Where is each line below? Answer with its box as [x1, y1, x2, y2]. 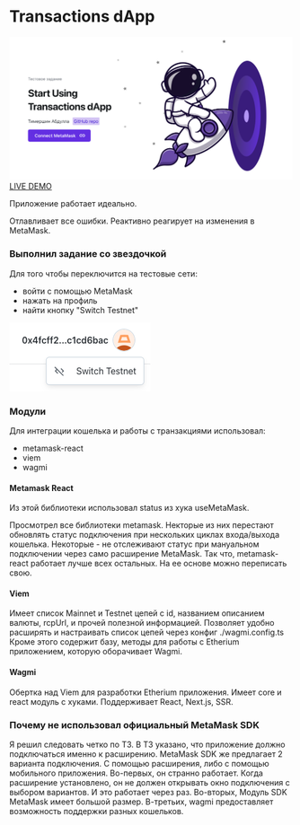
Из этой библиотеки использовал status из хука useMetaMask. [9, 503, 250, 513]
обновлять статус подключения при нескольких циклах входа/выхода [9, 530, 280, 540]
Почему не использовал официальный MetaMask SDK [9, 718, 260, 731]
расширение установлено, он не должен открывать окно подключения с [9, 777, 290, 787]
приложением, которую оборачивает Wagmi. [9, 646, 182, 657]
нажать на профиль [22, 294, 98, 306]
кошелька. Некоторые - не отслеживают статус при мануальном [9, 539, 260, 549]
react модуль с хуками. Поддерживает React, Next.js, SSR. [9, 696, 234, 707]
